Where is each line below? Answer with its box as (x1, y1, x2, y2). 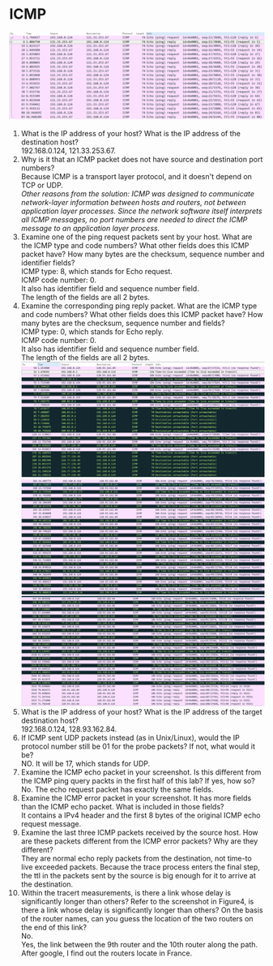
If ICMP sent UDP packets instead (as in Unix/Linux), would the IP (20, 733, 240, 743)
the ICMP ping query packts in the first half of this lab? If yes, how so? (20, 776, 256, 786)
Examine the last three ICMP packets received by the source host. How (20, 828, 258, 838)
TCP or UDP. (20, 180, 64, 191)
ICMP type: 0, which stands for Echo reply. (20, 327, 164, 337)
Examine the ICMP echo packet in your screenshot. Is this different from (20, 767, 262, 777)
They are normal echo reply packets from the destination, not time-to (20, 853, 252, 864)
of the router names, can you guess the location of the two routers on (20, 914, 254, 924)
